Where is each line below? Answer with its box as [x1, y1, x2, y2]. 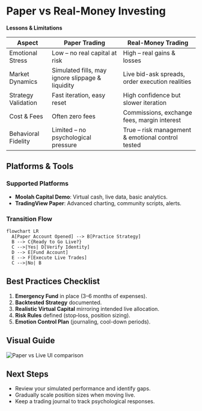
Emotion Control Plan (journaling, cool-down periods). [14, 318, 151, 325]
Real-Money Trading [127, 38, 189, 46]
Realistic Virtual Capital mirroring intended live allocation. [14, 305, 159, 312]
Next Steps [6, 369, 49, 379]
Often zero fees [52, 112, 96, 120]
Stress [9, 56, 28, 65]
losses [123, 56, 141, 65]
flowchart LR [6, 228, 39, 234]
